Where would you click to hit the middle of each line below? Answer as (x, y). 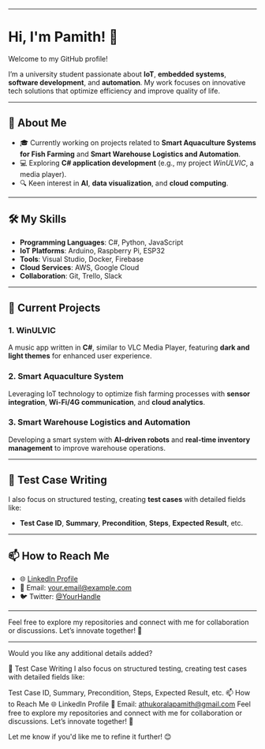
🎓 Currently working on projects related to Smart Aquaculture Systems (138, 142)
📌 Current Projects (54, 307)
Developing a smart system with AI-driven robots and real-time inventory (129, 440)
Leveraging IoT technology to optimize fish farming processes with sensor (129, 393)
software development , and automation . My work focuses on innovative (127, 82)
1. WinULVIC (32, 330)
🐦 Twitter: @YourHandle (60, 597)
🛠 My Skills (37, 219)
